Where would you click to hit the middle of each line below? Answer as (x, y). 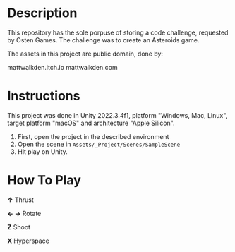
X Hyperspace (28, 241)
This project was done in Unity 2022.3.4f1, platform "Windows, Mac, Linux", (117, 115)
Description (42, 13)
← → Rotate (24, 213)
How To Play (44, 180)
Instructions (44, 96)
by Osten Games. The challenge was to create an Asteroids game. (103, 40)
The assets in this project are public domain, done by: (85, 54)
